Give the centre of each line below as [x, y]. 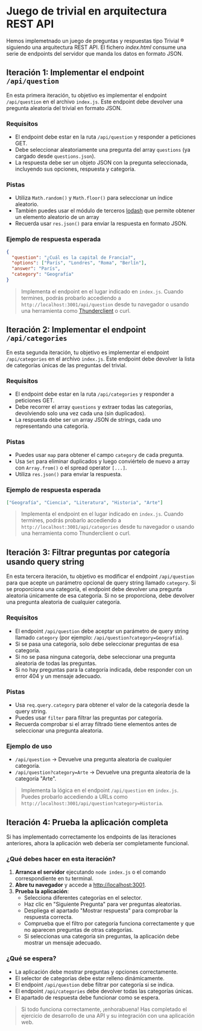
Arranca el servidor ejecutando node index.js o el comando [90, 872]
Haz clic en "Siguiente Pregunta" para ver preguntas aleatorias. [103, 904]
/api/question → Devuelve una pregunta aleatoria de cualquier [93, 759]
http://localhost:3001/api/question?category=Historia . [92, 804]
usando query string [45, 562]
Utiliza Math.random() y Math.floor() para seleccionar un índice [94, 198]
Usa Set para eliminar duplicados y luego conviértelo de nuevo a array [102, 462]
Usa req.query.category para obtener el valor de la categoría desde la [102, 705]
